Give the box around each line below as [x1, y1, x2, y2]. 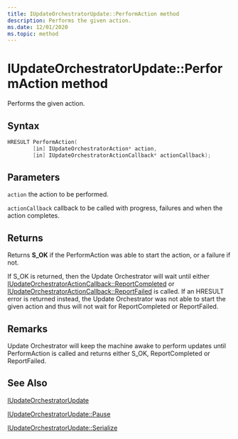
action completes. [7, 211, 60, 220]
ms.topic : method [7, 30, 59, 38]
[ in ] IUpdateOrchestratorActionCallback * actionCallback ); [33, 152, 212, 159]
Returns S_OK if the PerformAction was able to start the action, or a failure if [7, 251, 231, 260]
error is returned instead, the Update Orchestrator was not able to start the [7, 295, 226, 304]
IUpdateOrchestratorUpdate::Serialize [7, 423, 118, 432]
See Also [7, 377, 48, 389]
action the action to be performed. [7, 190, 109, 199]
